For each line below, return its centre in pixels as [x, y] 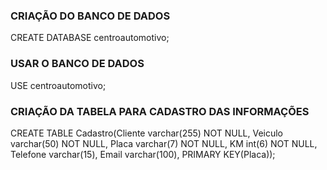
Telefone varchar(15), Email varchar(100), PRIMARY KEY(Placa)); [143, 154]
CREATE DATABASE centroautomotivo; [90, 38]
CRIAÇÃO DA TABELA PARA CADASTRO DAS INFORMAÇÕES [160, 111]
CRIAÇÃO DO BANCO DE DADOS [90, 16]
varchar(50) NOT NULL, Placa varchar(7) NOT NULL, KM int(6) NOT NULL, [164, 143]
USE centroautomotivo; [58, 85]
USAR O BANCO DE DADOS [77, 64]
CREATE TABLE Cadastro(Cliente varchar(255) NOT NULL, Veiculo [147, 133]
